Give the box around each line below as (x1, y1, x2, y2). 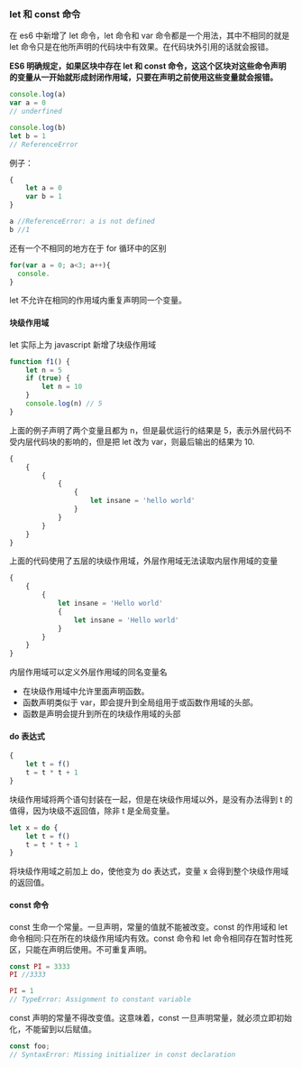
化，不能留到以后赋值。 (9, 1024, 96, 1035)
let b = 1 (9, 131, 47, 141)
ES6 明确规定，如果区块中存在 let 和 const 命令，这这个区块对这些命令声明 (9, 60, 287, 71)
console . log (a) (9, 90, 67, 99)
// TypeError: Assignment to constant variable (9, 995, 192, 1004)
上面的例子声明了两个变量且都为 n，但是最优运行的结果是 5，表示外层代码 (9, 424, 284, 435)
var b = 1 (25, 192, 63, 201)
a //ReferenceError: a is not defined (9, 217, 155, 227)
